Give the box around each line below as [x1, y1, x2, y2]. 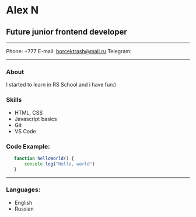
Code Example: [6, 142, 50, 150]
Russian [14, 205, 34, 212]
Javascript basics [14, 115, 57, 122]
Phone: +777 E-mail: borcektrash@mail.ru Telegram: [6, 48, 132, 54]
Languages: [6, 185, 41, 194]
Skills [6, 96, 22, 104]
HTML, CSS [14, 109, 43, 116]
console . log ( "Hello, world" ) [24, 161, 95, 167]
